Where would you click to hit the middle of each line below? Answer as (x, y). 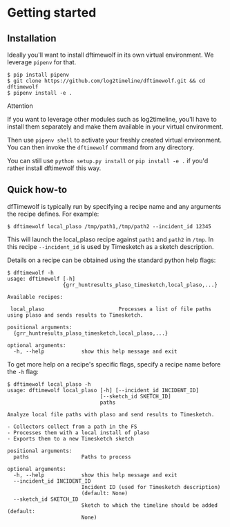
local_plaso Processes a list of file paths (111, 309)
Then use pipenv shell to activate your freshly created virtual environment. (115, 140)
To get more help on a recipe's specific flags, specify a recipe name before (114, 364)
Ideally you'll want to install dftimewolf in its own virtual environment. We (111, 55)
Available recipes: (35, 297)
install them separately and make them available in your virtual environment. (115, 127)
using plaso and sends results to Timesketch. (75, 315)
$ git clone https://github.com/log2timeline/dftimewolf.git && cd (106, 81)
